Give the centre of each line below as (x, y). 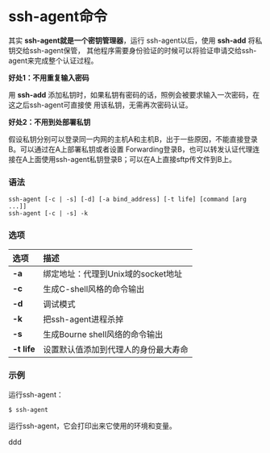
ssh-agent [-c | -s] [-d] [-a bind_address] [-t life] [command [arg (128, 199)
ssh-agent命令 (58, 17)
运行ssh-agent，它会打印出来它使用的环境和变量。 (92, 426)
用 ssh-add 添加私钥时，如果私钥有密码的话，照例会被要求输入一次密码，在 (134, 94)
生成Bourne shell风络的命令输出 (103, 334)
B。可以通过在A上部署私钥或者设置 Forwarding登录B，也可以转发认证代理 (131, 149)
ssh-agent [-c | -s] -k (48, 214)
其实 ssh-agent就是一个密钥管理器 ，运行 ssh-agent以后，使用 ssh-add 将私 (135, 40)
